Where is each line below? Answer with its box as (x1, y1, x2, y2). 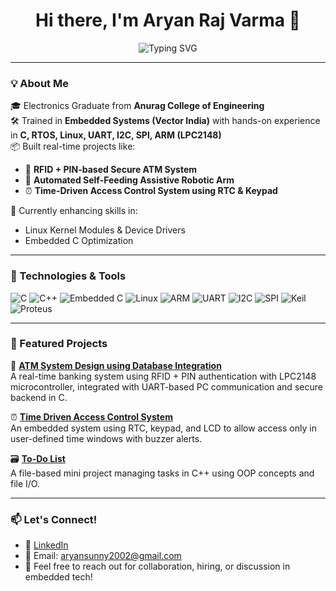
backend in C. (10, 391, 68, 403)
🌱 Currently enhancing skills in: (10, 205, 138, 217)
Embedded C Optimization (24, 235, 134, 247)
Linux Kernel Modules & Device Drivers (24, 224, 186, 236)
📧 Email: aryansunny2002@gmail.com (24, 550, 182, 562)
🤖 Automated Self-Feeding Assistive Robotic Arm (24, 174, 235, 186)
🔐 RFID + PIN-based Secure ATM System (24, 164, 198, 176)
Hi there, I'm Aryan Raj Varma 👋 (35, 9, 301, 32)
